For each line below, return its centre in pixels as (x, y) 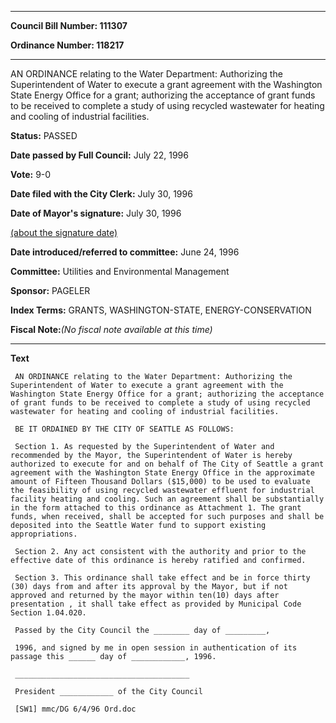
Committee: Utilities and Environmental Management (120, 271)
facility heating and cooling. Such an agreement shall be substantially (167, 499)
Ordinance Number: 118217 (67, 45)
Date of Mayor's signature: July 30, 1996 (96, 213)
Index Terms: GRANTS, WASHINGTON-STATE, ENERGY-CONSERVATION (161, 310)
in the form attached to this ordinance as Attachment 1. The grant (156, 508)
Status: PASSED (44, 135)
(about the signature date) (64, 232)
